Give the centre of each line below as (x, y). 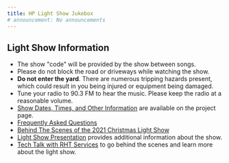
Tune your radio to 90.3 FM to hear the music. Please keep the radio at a (119, 94)
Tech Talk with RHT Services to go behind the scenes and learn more (115, 144)
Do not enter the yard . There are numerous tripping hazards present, (114, 79)
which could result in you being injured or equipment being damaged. (115, 86)
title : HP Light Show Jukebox (50, 13)
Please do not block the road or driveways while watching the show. (113, 72)
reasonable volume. (45, 101)
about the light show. (47, 152)
